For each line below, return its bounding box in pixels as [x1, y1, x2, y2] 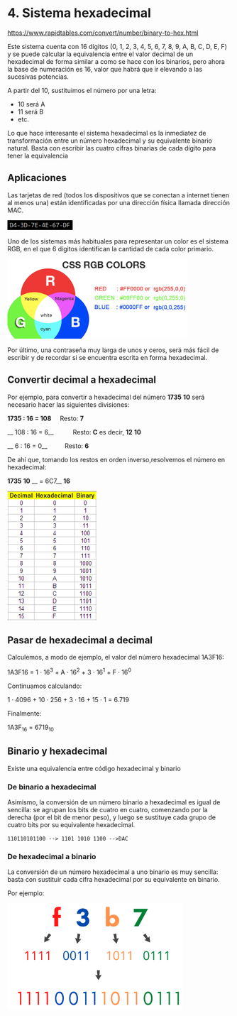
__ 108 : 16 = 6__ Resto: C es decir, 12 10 [7, 427, 142, 436]
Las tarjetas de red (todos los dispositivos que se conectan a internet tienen [7, 190, 229, 200]
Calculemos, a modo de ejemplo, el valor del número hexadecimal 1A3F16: [7, 653, 225, 662]
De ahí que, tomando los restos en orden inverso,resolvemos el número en [7, 455, 226, 464]
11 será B [17, 107, 44, 116]
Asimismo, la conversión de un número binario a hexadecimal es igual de [7, 797, 221, 807]
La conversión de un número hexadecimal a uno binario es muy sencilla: [7, 868, 219, 876]
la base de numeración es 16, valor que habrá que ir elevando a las [7, 65, 203, 73]
